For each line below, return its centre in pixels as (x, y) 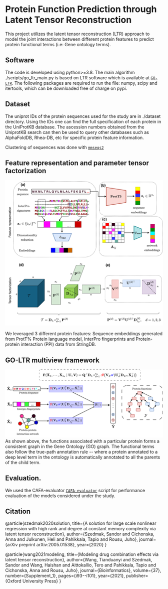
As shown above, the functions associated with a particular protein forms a (82, 441)
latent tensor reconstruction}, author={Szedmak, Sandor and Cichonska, (80, 534)
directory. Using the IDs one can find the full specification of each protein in (83, 121)
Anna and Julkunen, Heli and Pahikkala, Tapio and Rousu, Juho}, (72, 539)
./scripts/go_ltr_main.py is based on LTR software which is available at (77, 78)
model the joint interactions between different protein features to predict (79, 39)
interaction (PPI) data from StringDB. (58, 344)
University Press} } (42, 581)
